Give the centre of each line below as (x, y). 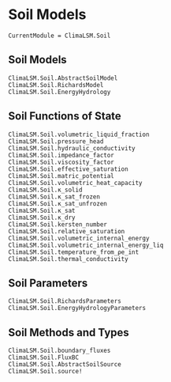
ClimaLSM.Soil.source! (45, 372)
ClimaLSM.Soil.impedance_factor (61, 155)
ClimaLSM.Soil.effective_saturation (68, 169)
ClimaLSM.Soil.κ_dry (42, 217)
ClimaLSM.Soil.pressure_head (56, 141)
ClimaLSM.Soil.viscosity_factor (61, 162)
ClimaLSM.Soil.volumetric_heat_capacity (76, 183)
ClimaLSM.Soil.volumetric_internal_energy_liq (86, 245)
